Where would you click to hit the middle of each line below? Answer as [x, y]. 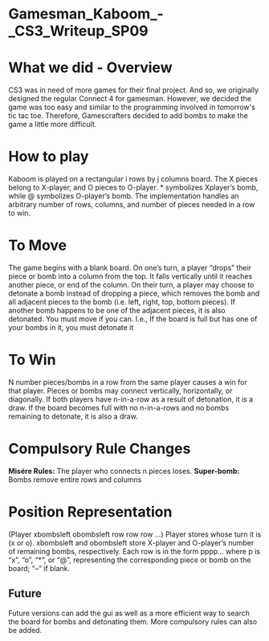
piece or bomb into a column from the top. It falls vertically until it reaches [130, 276]
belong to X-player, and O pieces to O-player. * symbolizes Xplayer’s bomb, [133, 188]
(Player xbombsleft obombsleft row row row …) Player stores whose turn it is [135, 534]
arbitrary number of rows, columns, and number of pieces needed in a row [132, 205]
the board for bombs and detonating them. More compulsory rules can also [133, 621]
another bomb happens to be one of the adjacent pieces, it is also [117, 310]
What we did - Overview [90, 68]
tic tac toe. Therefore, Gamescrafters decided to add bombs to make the [128, 116]
